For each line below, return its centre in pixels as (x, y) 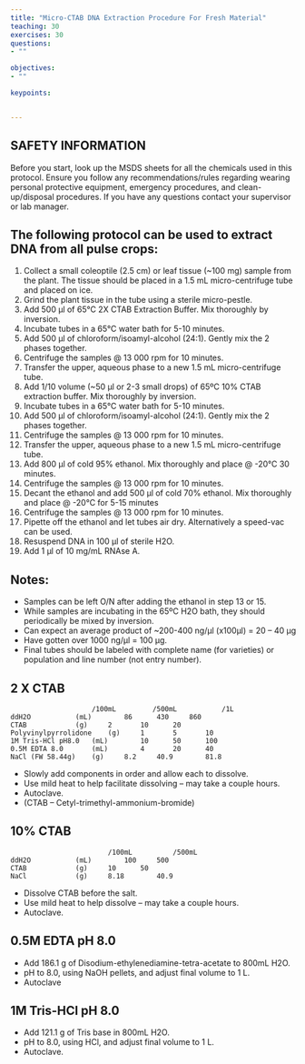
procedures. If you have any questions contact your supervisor (173, 196)
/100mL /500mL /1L (162, 709)
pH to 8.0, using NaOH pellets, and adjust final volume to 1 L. (137, 972)
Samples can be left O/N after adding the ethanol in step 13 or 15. (145, 602)
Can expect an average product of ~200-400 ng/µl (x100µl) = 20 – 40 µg (160, 631)
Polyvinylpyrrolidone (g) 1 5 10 (112, 733)
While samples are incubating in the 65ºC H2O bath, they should (144, 611)
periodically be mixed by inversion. (89, 621)
